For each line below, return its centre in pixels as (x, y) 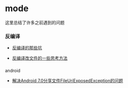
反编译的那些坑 (27, 48)
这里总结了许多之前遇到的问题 (35, 22)
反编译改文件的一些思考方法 (40, 58)
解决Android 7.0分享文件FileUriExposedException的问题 (67, 81)
